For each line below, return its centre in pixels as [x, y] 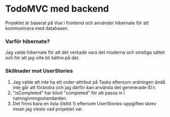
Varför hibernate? [28, 41]
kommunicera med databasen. [37, 28]
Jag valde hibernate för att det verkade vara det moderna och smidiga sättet [85, 52]
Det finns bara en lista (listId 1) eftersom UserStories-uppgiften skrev [84, 103]
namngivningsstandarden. [40, 98]
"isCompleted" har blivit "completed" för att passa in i [69, 93]
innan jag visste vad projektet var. [48, 109]
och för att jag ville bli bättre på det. [42, 58]
